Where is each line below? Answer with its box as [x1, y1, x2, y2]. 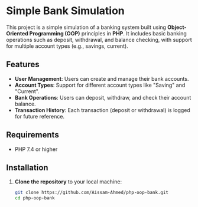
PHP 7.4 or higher [14, 146, 58, 153]
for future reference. [14, 113, 65, 120]
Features [6, 60, 40, 70]
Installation [6, 162, 48, 172]
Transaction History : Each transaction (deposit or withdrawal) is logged [14, 106, 190, 113]
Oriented [6, 29, 28, 37]
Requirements [6, 130, 59, 140]
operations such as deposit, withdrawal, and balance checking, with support [6, 36, 192, 43]
